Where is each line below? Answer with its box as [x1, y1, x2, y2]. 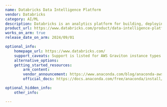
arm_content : [23, 67, 50, 72]
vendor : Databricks [5, 12, 46, 17]
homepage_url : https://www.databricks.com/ [14, 48, 106, 54]
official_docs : [23, 77, 55, 82]
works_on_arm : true [5, 30, 46, 35]
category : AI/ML [5, 16, 39, 21]
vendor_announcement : [23, 72, 68, 77]
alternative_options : [14, 58, 59, 63]
